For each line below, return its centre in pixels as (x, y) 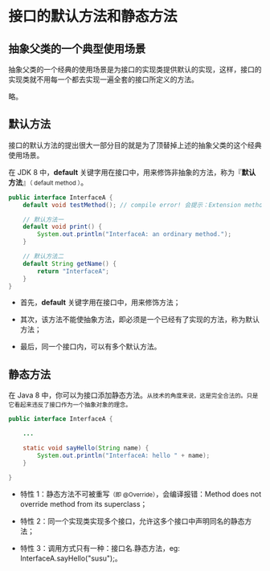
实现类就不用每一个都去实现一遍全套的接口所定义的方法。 (103, 80)
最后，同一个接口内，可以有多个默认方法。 (90, 347)
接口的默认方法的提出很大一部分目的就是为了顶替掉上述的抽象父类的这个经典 (135, 145)
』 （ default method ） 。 (55, 182)
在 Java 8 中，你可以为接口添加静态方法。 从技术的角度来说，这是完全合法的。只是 (133, 395)
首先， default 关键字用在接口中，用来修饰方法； (100, 303)
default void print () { (63, 227)
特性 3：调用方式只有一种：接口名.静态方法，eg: (100, 548)
